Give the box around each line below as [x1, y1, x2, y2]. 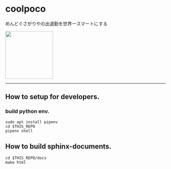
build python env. [5, 108, 50, 115]
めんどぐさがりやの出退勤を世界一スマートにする [5, 20, 108, 26]
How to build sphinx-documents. [5, 142, 112, 151]
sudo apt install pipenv [5, 119, 58, 125]
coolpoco [5, 3, 46, 15]
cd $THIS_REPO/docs [5, 156, 47, 161]
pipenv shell [5, 128, 33, 133]
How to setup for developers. [5, 93, 100, 101]
